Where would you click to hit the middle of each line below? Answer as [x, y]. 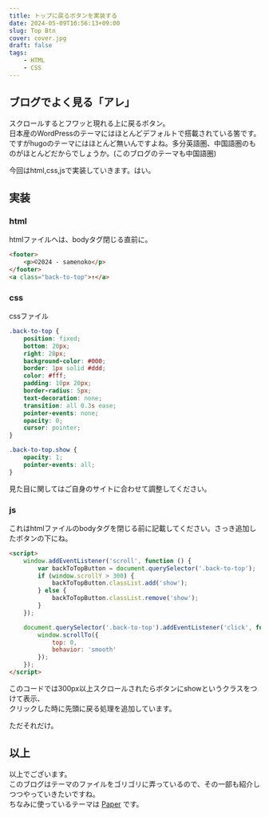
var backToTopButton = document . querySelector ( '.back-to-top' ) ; [147, 568]
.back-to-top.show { [44, 450]
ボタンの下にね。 [44, 538]
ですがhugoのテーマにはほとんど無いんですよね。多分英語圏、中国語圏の [129, 143]
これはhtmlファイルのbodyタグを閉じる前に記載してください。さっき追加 [129, 528]
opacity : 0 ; [43, 421]
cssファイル [29, 316]
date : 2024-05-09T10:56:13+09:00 [65, 23]
